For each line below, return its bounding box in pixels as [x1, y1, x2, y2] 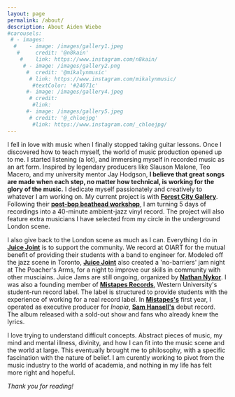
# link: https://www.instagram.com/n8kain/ [20, 56, 158, 63]
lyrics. [7, 317, 25, 326]
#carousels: [7, 29, 42, 37]
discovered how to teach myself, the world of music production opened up [7, 148, 222, 156]
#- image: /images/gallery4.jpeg [25, 88, 124, 95]
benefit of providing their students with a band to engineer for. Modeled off [7, 250, 224, 259]
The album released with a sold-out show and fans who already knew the [7, 309, 219, 319]
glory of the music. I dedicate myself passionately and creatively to [7, 185, 203, 193]
